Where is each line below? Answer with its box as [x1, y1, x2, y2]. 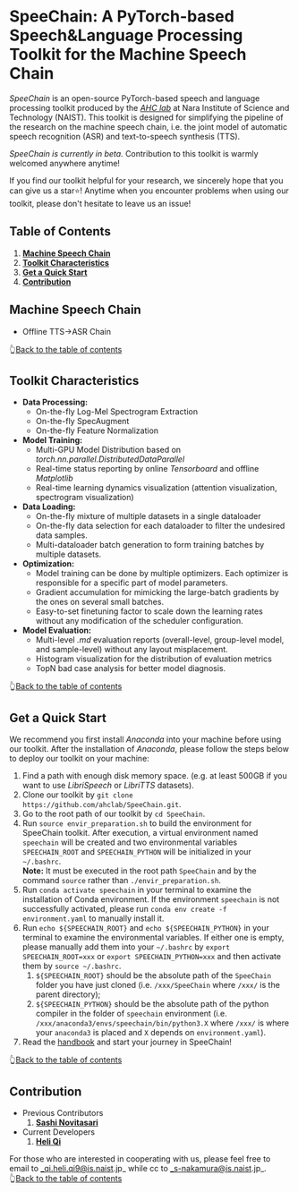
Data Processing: [21, 396, 88, 408]
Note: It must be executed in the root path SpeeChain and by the [21, 865, 257, 876]
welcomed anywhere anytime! [9, 158, 121, 168]
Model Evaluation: [21, 625, 92, 636]
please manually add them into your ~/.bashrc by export [21, 941, 231, 952]
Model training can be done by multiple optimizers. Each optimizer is [35, 568, 289, 579]
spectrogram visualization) [35, 492, 134, 503]
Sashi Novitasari [35, 1117, 98, 1128]
